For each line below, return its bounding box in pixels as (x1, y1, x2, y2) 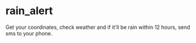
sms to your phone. (5, 29, 52, 37)
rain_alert (5, 4, 54, 18)
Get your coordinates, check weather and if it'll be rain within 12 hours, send (5, 24, 191, 31)
